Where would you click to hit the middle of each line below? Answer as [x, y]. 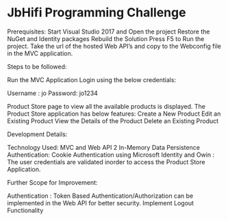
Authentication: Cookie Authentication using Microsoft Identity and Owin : [111, 155]
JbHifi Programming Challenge [97, 13]
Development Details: [37, 134]
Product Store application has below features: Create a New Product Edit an [114, 114]
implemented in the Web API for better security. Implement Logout [100, 203]
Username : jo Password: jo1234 [52, 93]
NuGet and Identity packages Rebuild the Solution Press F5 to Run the [106, 38]
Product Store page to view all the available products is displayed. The [106, 106]
